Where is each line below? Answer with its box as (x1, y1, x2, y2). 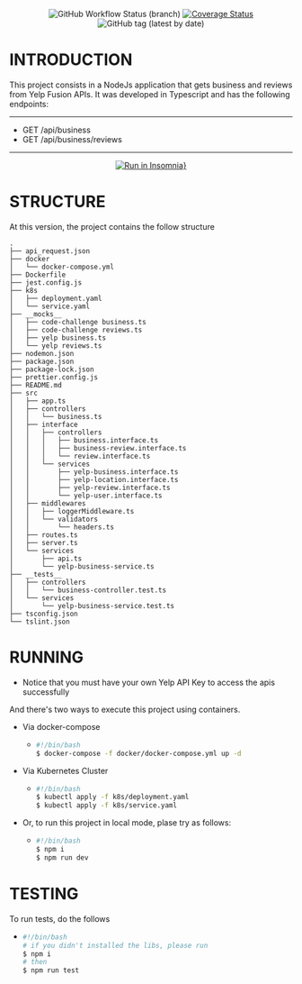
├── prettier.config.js (9, 372, 99, 382)
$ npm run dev (35, 852, 89, 862)
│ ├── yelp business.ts (9, 333, 106, 342)
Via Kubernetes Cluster (22, 765, 109, 776)
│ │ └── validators (9, 515, 99, 524)
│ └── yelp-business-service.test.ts (9, 601, 175, 610)
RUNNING (9, 647, 84, 668)
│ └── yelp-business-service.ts (9, 561, 155, 571)
